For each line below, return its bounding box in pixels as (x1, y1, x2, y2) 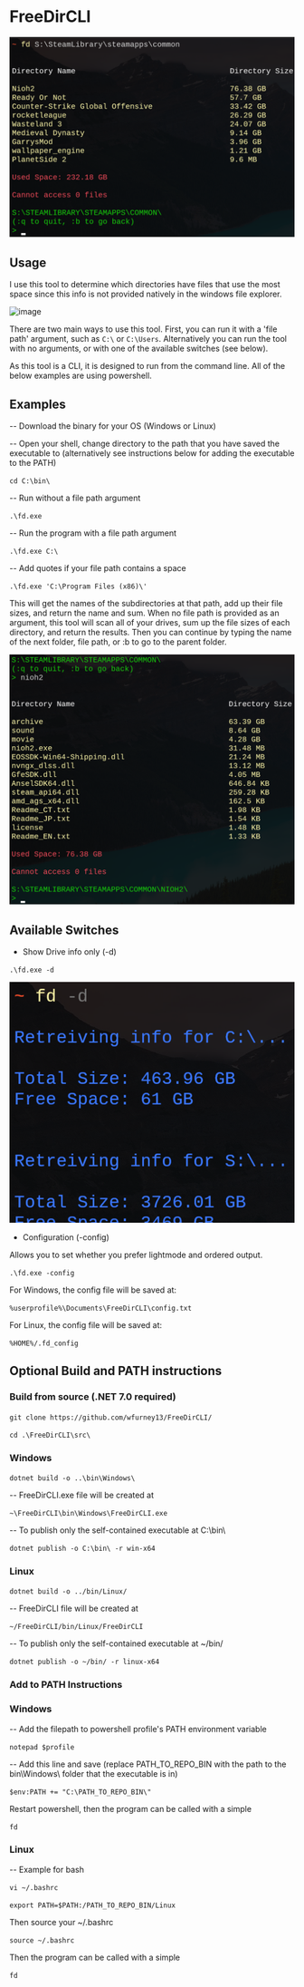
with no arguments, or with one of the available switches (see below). (9, 343, 269, 354)
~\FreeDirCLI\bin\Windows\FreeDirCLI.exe (9, 1509, 168, 1518)
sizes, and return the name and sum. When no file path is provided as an (9, 607, 280, 618)
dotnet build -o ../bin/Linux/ (9, 1587, 128, 1596)
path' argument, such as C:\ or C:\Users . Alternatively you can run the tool (9, 334, 288, 344)
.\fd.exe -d (9, 965, 54, 975)
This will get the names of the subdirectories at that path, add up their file (9, 597, 283, 608)
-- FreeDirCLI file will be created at (9, 1603, 138, 1614)
